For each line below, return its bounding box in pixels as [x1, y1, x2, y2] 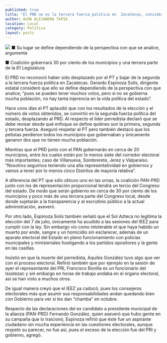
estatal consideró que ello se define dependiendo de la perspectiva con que [5, 85, 162, 91]
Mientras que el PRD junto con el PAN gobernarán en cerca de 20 [5, 147, 140, 152]
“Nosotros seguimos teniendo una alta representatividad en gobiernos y [5, 163, 153, 168]
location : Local [5, 21, 39, 26]
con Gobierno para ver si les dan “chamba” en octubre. [5, 296, 118, 302]
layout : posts [5, 30, 35, 35]
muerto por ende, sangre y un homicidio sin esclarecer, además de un [5, 229, 149, 235]
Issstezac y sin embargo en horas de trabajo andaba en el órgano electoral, [5, 270, 160, 276]
